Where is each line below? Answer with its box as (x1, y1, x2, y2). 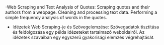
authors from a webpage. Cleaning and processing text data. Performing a (5, 9, 158, 15)
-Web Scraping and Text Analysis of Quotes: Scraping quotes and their (5, 4, 150, 10)
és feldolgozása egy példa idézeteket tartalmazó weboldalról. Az (12, 29, 145, 35)
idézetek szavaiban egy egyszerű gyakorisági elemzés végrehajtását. (12, 34, 155, 40)
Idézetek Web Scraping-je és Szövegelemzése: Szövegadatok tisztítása (12, 24, 159, 30)
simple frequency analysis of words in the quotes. (5, 15, 107, 20)
